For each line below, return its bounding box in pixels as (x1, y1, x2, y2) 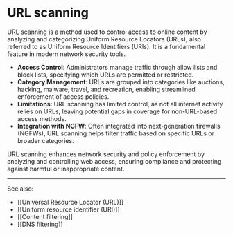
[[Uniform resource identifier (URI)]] (17, 205, 120, 214)
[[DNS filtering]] (17, 220, 64, 228)
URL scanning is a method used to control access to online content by (7, 28, 207, 36)
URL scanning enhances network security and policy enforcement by (7, 150, 205, 158)
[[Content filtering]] (17, 212, 73, 220)
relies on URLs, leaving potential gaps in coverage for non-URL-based (17, 107, 218, 115)
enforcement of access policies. (17, 92, 110, 101)
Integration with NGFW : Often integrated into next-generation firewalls (17, 122, 221, 130)
